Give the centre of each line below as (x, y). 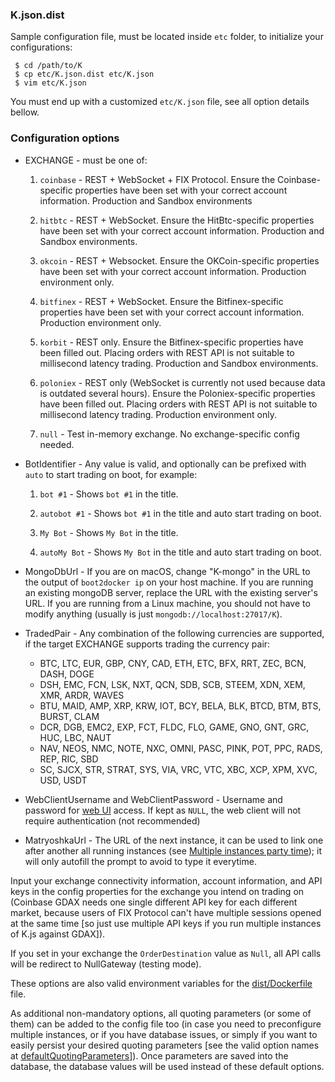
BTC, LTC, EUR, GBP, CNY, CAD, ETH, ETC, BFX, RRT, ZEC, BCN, (173, 663)
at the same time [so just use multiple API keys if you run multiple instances (166, 923)
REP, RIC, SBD (69, 759)
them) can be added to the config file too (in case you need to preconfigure (166, 1024)
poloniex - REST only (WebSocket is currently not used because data (182, 382)
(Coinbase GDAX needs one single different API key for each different (154, 902)
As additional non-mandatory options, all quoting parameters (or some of (161, 1013)
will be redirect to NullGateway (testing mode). (106, 964)
